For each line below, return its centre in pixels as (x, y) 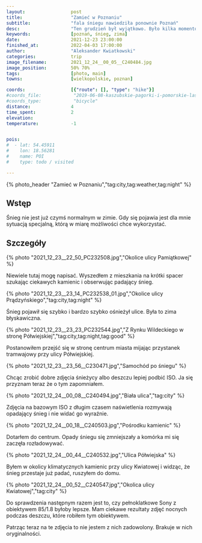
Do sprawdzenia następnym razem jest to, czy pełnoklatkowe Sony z (91, 503)
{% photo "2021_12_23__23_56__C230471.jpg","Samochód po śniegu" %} (96, 366)
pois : (13, 140)
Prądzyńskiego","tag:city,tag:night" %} (54, 300)
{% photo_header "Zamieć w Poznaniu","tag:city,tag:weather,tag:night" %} (99, 184)
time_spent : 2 (40, 112)
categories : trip (44, 57)
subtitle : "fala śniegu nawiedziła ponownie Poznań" (93, 23)
